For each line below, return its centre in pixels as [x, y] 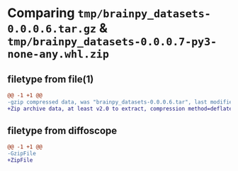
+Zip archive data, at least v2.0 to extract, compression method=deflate [120, 109]
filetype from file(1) [51, 79]
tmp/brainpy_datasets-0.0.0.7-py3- [112, 42]
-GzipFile [22, 154]
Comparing [41, 13]
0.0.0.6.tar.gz [52, 29]
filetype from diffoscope [62, 131]
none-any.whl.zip [58, 54]
